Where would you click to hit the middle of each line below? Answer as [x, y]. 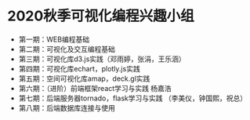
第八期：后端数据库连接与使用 [67, 107]
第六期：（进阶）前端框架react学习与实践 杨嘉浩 [95, 88]
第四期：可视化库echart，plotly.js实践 [79, 68]
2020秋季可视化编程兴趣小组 [101, 16]
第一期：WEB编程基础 [54, 39]
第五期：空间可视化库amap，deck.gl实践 [84, 78]
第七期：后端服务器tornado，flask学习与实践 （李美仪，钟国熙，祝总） [133, 98]
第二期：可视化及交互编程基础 [67, 49]
